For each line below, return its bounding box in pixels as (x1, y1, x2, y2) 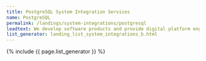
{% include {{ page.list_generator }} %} (6, 48, 105, 55)
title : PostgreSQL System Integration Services (6, 8, 131, 15)
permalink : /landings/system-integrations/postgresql (6, 20, 147, 26)
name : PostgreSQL (6, 14, 51, 21)
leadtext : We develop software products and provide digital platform (6, 25, 191, 32)
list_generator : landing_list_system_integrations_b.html (6, 31, 158, 37)
